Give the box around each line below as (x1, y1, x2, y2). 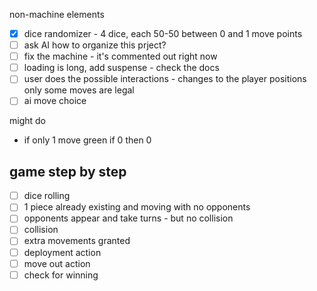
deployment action (23, 246, 102, 258)
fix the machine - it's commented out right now (23, 50, 218, 63)
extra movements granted (23, 235, 131, 247)
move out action (23, 257, 91, 269)
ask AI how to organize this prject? (23, 39, 167, 51)
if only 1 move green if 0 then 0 (23, 134, 152, 146)
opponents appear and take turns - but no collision (23, 212, 234, 224)
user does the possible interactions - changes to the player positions (23, 73, 307, 85)
